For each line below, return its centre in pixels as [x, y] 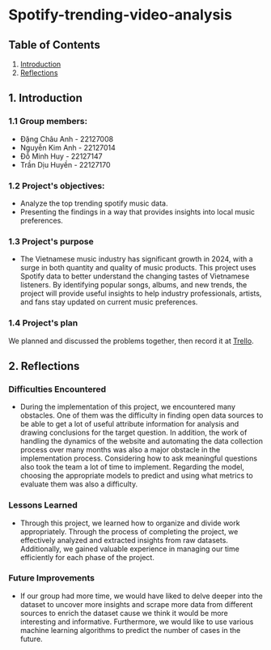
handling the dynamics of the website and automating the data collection [141, 441]
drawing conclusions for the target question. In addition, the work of [133, 433]
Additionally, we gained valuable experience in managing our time [130, 549]
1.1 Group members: [48, 121]
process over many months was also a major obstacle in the [120, 450]
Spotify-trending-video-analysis [121, 15]
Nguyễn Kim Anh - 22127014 [68, 147]
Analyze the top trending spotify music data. [94, 203]
